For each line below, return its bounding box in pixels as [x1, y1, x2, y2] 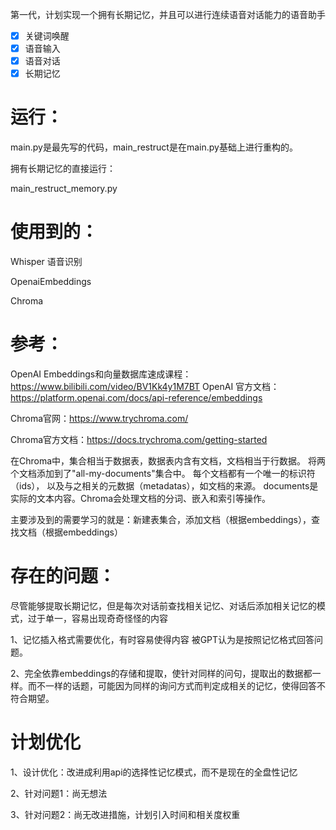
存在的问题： [10, 565, 117, 588]
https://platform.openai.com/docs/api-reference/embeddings [10, 392, 263, 404]
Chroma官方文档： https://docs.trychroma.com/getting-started [10, 434, 268, 446]
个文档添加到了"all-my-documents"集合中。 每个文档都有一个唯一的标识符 [10, 468, 316, 480]
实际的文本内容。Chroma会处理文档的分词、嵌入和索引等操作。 [10, 493, 272, 505]
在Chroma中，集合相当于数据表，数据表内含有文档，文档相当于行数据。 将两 [10, 455, 326, 467]
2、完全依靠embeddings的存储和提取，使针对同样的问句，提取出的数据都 [10, 668, 313, 679]
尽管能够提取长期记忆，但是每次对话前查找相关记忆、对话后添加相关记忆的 [10, 600, 317, 612]
